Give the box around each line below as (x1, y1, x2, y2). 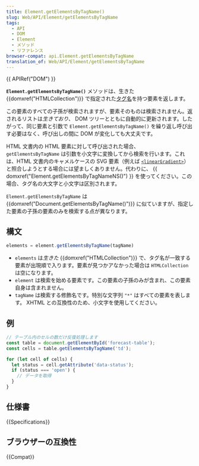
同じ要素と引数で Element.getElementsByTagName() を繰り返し (26, 122, 177, 129)
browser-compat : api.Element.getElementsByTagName (6, 53, 134, 59)
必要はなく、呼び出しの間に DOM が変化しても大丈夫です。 (11, 129, 156, 137)
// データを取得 (17, 373, 52, 379)
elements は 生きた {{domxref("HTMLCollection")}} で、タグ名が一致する (14, 254, 191, 261)
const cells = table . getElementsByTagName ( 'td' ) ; (6, 345, 132, 351)
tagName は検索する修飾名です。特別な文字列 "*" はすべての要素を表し (14, 292, 186, 299)
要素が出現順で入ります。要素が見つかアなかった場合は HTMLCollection (14, 262, 189, 269)
